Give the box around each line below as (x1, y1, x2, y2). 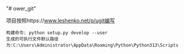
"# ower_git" (6, 5, 36, 12)
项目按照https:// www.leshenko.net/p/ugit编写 (6, 17, 115, 24)
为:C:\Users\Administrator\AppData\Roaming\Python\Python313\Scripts (6, 42, 179, 48)
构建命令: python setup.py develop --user (6, 30, 108, 36)
